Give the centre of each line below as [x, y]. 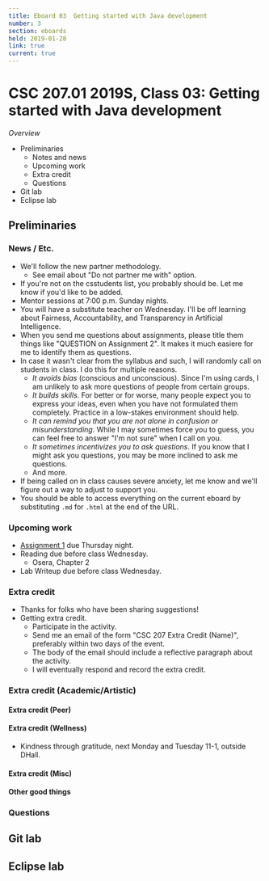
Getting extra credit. [53, 618]
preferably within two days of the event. [99, 644]
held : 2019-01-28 [38, 38]
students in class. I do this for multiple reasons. [99, 369]
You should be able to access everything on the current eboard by [130, 498]
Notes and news [59, 157]
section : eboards [38, 31]
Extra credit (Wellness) [48, 728]
